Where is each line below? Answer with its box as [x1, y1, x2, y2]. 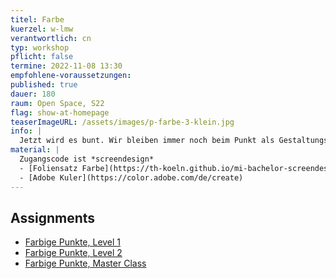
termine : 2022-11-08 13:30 [10, 61, 123, 71]
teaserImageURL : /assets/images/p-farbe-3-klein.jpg [10, 117, 235, 127]
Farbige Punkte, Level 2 [24, 247, 123, 259]
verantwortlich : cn [10, 33, 92, 43]
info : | [10, 126, 43, 136]
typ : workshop [10, 42, 70, 53]
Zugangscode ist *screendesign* [19, 154, 155, 164]
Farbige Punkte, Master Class [24, 257, 147, 270]
